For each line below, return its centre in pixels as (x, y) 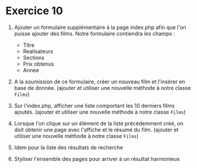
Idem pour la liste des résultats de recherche (69, 147)
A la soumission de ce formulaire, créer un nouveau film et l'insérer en (100, 82)
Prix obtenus (38, 64)
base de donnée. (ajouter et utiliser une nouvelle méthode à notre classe (102, 88)
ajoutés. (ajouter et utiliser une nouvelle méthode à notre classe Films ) (100, 112)
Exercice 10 (34, 11)
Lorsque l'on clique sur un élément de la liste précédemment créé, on (99, 123)
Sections (34, 57)
